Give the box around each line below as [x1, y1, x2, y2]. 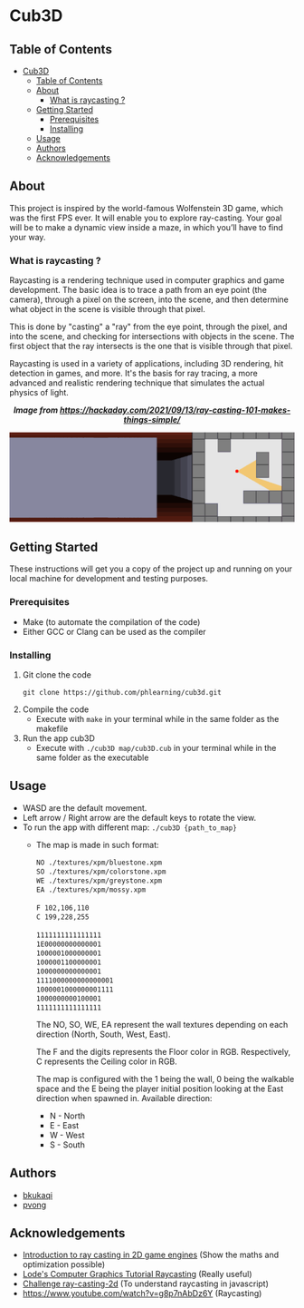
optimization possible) [22, 1259, 106, 1270]
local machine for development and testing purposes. [9, 573, 209, 584]
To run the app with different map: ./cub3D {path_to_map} [22, 822, 237, 833]
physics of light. [9, 387, 70, 398]
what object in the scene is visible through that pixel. [9, 304, 205, 315]
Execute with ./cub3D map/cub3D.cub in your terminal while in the [35, 743, 277, 754]
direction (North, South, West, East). [35, 1029, 171, 1040]
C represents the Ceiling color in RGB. [35, 1056, 178, 1067]
